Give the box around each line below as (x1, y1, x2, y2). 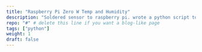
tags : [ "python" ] (6, 25, 50, 32)
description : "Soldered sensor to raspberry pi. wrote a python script (6, 14, 189, 20)
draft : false (6, 36, 39, 42)
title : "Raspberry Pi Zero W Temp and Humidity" (6, 8, 130, 15)
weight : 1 (6, 31, 31, 37)
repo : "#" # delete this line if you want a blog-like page (6, 20, 161, 26)
